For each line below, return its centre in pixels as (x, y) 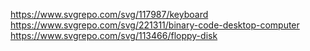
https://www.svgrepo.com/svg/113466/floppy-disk (114, 35)
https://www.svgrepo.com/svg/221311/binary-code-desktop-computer (155, 25)
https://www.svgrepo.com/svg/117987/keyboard (109, 14)
